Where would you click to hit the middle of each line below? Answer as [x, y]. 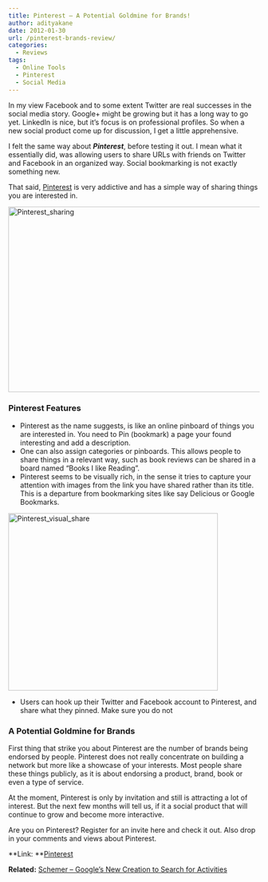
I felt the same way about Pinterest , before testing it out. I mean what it [125, 146]
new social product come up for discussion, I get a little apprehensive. [124, 130]
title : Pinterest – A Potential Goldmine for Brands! [100, 16]
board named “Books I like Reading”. [80, 468]
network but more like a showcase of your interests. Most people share [125, 766]
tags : [17, 61]
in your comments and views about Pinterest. [83, 839]
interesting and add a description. [75, 443]
